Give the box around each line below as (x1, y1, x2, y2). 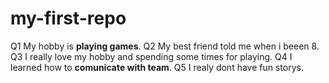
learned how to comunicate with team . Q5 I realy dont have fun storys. (10, 61, 304, 73)
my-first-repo (10, 7, 127, 30)
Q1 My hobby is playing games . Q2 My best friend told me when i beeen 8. (10, 40, 320, 52)
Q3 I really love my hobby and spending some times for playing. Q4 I (10, 50, 293, 62)
